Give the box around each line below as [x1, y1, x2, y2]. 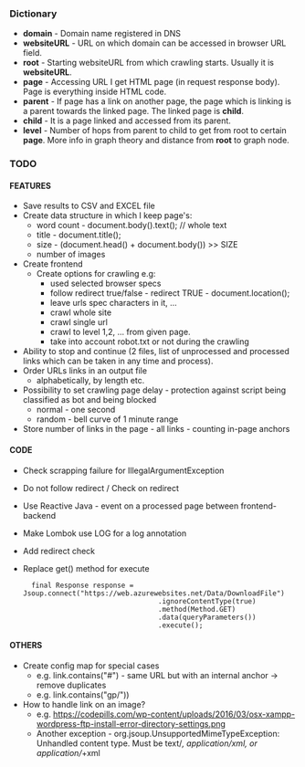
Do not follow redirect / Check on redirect [22, 482, 180, 493]
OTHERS [9, 640, 43, 651]
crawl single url [49, 317, 108, 328]
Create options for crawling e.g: [36, 268, 156, 279]
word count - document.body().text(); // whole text [36, 220, 227, 231]
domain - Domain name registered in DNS [22, 28, 181, 39]
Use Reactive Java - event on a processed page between [22, 500, 239, 511]
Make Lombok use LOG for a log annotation [22, 528, 187, 539]
